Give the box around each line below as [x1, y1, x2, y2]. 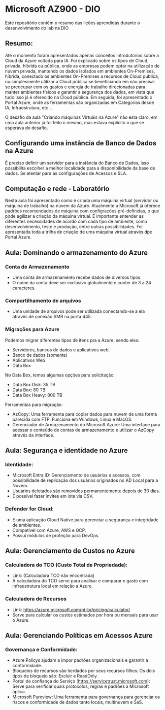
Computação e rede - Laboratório [5, 184, 110, 193]
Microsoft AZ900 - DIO [5, 3, 101, 15]
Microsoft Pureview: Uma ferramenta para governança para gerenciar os [12, 694, 160, 700]
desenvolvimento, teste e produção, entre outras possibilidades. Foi [5, 224, 143, 230]
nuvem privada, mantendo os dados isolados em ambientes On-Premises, [5, 68, 155, 74]
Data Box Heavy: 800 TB [12, 392, 63, 398]
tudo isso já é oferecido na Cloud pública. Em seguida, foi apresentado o [5, 94, 153, 100]
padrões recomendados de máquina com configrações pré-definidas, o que [5, 208, 159, 214]
